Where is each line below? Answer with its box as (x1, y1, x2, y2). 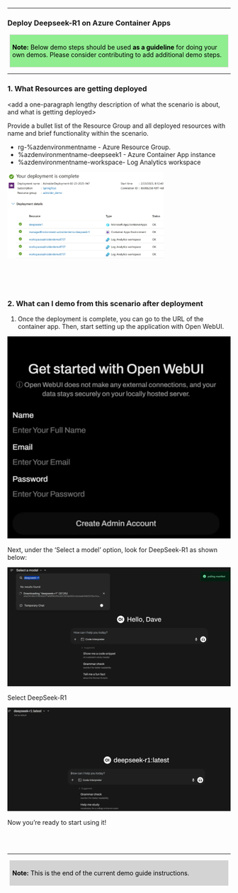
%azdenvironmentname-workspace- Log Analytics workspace (17, 158, 201, 166)
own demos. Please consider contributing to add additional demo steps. (12, 50, 222, 59)
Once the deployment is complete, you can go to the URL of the (17, 314, 204, 323)
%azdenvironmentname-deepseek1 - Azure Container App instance (17, 150, 216, 158)
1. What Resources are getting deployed (7, 84, 147, 94)
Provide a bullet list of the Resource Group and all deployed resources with (7, 121, 225, 130)
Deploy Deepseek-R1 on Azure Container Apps (7, 18, 171, 28)
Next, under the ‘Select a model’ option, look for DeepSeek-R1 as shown (7, 545, 218, 554)
